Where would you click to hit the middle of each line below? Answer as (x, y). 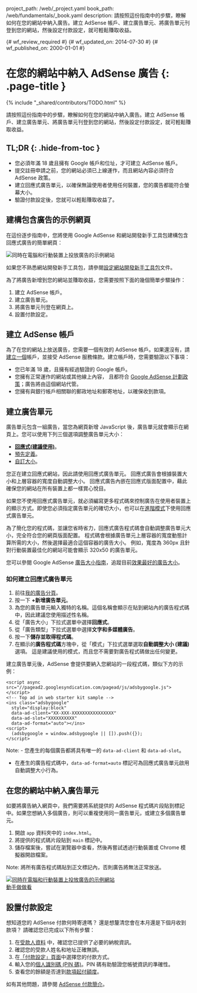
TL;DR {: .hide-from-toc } (53, 148)
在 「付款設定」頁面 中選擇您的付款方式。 (63, 957)
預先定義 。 (28, 454)
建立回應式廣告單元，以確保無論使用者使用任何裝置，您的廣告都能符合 (99, 185)
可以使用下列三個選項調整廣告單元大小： (75, 434)
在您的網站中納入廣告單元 (52, 790)
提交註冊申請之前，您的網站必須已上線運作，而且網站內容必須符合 (94, 170)
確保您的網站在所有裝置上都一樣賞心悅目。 (57, 488)
